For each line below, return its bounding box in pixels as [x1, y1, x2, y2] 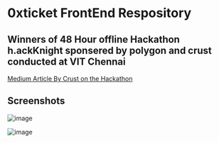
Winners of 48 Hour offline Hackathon [7, 33, 180, 46]
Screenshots [7, 95, 65, 107]
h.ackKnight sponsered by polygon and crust [7, 44, 212, 56]
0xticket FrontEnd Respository [7, 5, 192, 21]
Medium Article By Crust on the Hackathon [7, 75, 133, 83]
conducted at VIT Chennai [7, 55, 126, 68]
